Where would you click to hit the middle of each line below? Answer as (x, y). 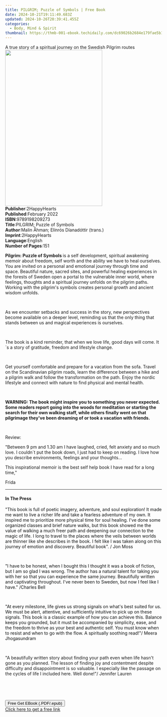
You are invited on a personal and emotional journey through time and (77, 266)
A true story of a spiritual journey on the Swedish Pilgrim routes (70, 47)
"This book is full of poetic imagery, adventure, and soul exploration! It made (83, 510)
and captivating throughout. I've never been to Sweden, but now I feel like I (82, 582)
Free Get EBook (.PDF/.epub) (35, 703)
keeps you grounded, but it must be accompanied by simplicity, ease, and (81, 623)
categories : (17, 24)
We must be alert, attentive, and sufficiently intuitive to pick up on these (79, 612)
